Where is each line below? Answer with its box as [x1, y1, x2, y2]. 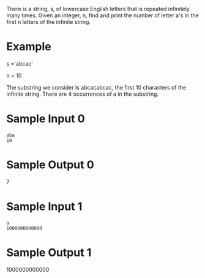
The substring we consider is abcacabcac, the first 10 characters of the [6, 83, 187, 91]
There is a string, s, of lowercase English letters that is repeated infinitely [6, 6, 190, 12]
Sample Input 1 [6, 199, 83, 214]
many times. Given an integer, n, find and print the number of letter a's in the [6, 12, 199, 19]
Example [6, 40, 51, 54]
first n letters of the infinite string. [6, 18, 91, 25]
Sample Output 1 [6, 245, 92, 260]
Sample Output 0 [6, 158, 94, 172]
